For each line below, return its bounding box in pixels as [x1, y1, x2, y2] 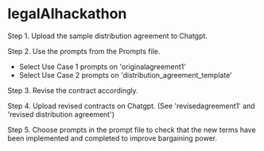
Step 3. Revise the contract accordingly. [7, 85, 138, 95]
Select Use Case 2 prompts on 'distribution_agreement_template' [18, 70, 232, 79]
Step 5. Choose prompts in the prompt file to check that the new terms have [7, 125, 256, 134]
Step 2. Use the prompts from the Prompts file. [7, 46, 161, 56]
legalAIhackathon [7, 5, 127, 23]
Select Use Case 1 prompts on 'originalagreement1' [18, 61, 187, 72]
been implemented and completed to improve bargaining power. [7, 133, 218, 143]
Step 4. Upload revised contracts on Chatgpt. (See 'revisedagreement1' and [7, 101, 255, 110]
